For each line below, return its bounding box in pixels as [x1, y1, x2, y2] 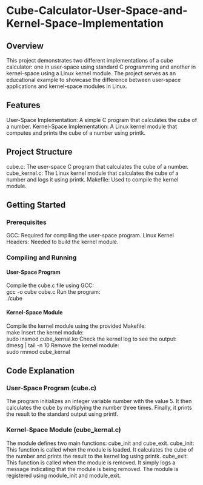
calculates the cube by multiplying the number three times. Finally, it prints [6, 404, 192, 412]
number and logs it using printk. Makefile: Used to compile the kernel [6, 175, 179, 183]
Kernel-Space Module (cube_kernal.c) [6, 426, 121, 434]
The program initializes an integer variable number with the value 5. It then [6, 398, 192, 405]
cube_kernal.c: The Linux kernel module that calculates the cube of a [6, 169, 179, 177]
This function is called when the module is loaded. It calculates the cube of [6, 446, 194, 453]
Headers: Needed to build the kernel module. [6, 238, 119, 246]
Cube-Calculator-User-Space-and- [6, 4, 188, 18]
